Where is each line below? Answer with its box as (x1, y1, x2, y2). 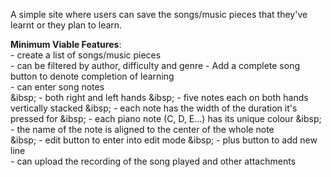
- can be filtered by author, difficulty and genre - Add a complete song (10, 60, 300, 71)
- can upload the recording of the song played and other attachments (10, 155, 297, 167)
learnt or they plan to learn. (10, 19, 123, 31)
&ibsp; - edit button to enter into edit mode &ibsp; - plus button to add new (10, 134, 318, 146)
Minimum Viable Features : (10, 39, 122, 50)
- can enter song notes (10, 81, 105, 93)
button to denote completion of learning (10, 70, 175, 82)
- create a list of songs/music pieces (10, 49, 162, 61)
